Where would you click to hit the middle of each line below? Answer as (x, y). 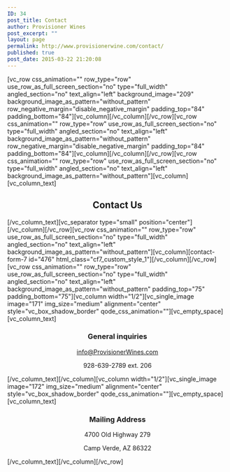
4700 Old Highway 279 (117, 435)
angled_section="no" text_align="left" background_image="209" (101, 94)
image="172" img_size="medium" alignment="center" (85, 386)
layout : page (26, 40)
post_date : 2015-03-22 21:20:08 (54, 59)
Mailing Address (117, 419)
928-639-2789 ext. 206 (117, 365)
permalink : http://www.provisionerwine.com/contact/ (86, 46)
